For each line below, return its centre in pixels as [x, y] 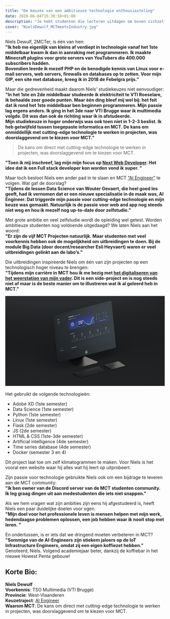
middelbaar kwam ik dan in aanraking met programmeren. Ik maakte [78, 53]
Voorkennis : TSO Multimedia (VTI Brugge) [50, 590]
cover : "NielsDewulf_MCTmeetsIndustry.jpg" [52, 27]
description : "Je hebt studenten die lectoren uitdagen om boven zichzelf [86, 21]
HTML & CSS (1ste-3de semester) [48, 436]
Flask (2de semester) [35, 425]
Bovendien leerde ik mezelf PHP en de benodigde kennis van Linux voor [82, 69]
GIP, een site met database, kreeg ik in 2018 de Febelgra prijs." [72, 80]
